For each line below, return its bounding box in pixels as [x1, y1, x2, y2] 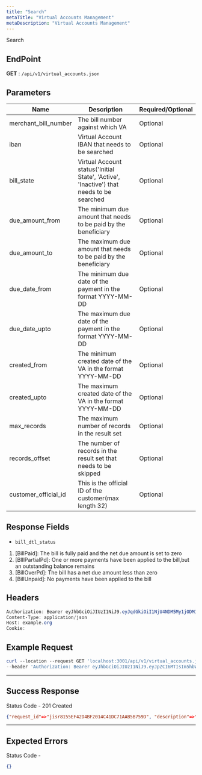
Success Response [6, 686, 79, 696]
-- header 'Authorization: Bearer [6, 664, 90, 670]
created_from [9, 361, 47, 369]
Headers [6, 593, 39, 603]
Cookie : [6, 626, 26, 632]
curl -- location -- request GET [6, 658, 85, 664]
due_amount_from [9, 216, 61, 225]
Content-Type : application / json [6, 614, 87, 620]
